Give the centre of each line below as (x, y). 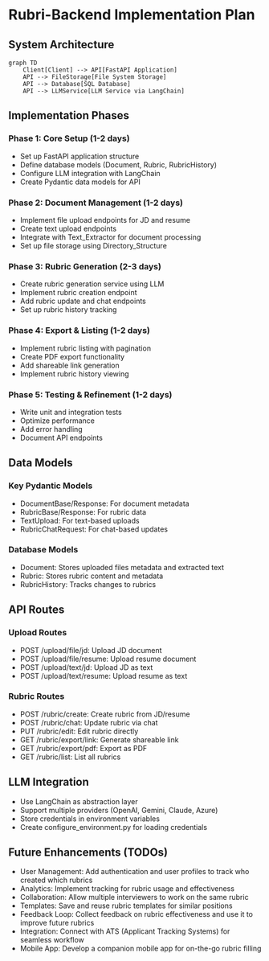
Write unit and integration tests (71, 412)
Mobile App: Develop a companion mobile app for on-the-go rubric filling (141, 949)
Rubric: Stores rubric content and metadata (92, 576)
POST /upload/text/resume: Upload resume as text (104, 676)
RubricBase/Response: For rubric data (83, 511)
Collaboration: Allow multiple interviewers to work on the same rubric (134, 897)
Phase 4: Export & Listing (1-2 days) (79, 331)
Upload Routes (38, 633)
